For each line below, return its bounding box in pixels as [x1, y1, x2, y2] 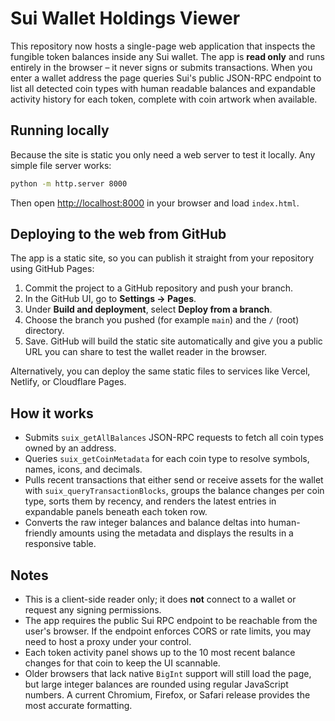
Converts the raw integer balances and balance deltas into [24, 517, 267, 529]
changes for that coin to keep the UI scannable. [24, 657, 221, 669]
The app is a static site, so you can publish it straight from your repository [10, 252, 315, 264]
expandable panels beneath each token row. [24, 506, 208, 518]
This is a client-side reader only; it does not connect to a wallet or [24, 593, 297, 606]
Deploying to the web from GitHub [10, 226, 227, 243]
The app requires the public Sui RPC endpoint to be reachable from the [24, 615, 318, 627]
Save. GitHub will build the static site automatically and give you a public [24, 335, 323, 347]
